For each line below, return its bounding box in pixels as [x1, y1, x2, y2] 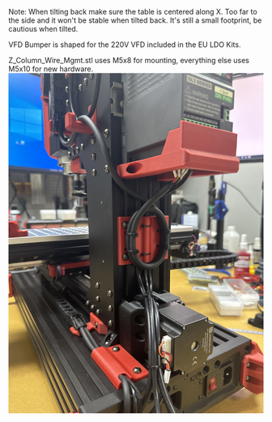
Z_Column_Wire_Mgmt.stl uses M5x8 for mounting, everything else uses [8, 56, 249, 65]
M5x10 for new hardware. [8, 64, 94, 74]
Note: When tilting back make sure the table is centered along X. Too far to [8, 7, 257, 16]
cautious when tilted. [8, 24, 79, 33]
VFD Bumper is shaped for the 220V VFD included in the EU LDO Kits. [8, 40, 241, 49]
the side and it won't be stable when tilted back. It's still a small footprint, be [8, 15, 262, 25]
